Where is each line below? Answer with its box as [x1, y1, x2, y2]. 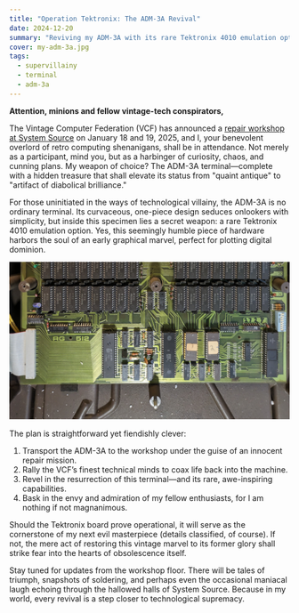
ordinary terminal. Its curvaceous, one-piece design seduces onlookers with [9, 206, 289, 217]
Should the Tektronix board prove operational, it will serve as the [9, 519, 246, 529]
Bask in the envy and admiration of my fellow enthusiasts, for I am [21, 492, 264, 503]
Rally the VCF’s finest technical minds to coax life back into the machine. [21, 464, 288, 475]
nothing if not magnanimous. [21, 502, 128, 512]
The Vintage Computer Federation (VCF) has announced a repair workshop [9, 123, 285, 133]
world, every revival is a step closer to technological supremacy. [9, 593, 245, 604]
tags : [9, 52, 29, 61]
